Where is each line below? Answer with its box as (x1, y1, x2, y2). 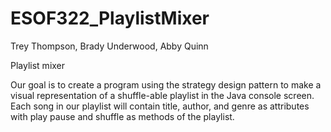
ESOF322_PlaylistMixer (10, 7, 210, 30)
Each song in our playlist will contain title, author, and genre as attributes (10, 100, 310, 112)
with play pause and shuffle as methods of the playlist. (10, 110, 235, 122)
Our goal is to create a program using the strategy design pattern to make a (10, 78, 322, 91)
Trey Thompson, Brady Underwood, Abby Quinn (10, 40, 209, 52)
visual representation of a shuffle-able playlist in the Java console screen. (10, 89, 315, 101)
